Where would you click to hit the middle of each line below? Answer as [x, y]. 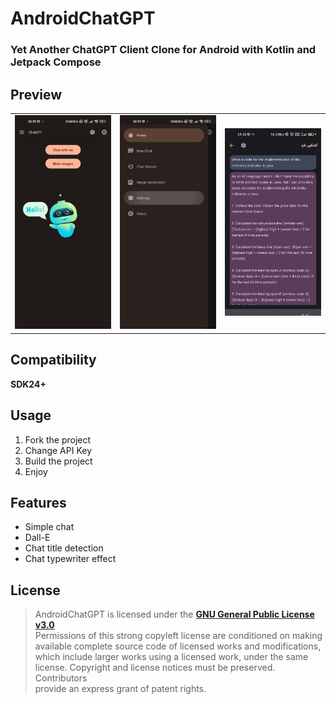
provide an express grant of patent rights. [120, 689]
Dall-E [37, 538]
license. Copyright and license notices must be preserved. [155, 668]
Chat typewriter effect [70, 559]
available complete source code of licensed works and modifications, [178, 646]
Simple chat [49, 527]
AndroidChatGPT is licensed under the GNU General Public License [174, 614]
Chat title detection [64, 548]
